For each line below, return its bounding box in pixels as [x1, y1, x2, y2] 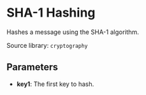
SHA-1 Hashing [6, 5, 96, 21]
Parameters [6, 61, 58, 74]
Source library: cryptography [6, 41, 88, 49]
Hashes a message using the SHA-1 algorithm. [6, 28, 140, 36]
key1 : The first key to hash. [16, 80, 95, 88]
